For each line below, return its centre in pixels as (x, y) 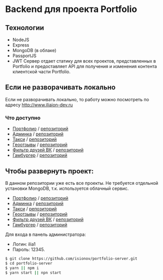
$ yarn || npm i (22, 268)
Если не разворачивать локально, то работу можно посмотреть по (77, 99)
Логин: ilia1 (24, 244)
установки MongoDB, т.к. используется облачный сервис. (67, 188)
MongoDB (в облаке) (34, 50)
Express (21, 45)
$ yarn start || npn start (33, 272)
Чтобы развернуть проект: (49, 171)
